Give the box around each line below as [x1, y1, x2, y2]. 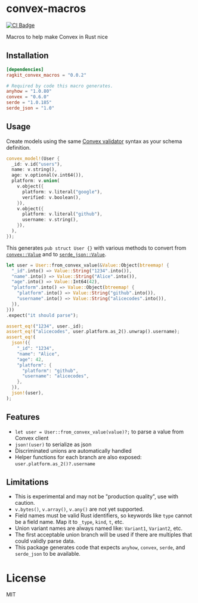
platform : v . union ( [11, 178, 60, 184]
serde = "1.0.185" [6, 99, 52, 106]
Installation [6, 50, 49, 61]
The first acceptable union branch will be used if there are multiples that [14, 531, 192, 538]
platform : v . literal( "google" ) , [21, 189, 103, 195]
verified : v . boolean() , [21, 194, 82, 201]
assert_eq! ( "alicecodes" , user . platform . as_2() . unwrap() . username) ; [6, 329, 180, 335]
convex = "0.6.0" [6, 94, 49, 100]
